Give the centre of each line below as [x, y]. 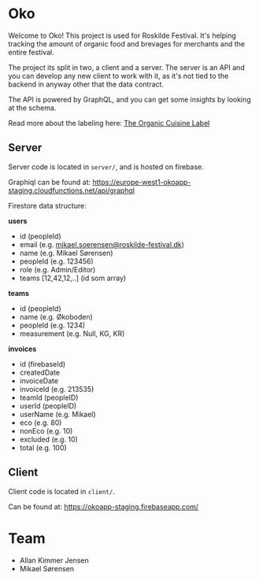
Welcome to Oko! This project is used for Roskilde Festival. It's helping [122, 35]
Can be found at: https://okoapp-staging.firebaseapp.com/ [104, 506]
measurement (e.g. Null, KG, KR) [72, 333]
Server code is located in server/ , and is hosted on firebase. [106, 167]
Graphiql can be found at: [50, 182]
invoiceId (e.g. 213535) [57, 389]
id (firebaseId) [43, 364]
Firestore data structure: [47, 205]
